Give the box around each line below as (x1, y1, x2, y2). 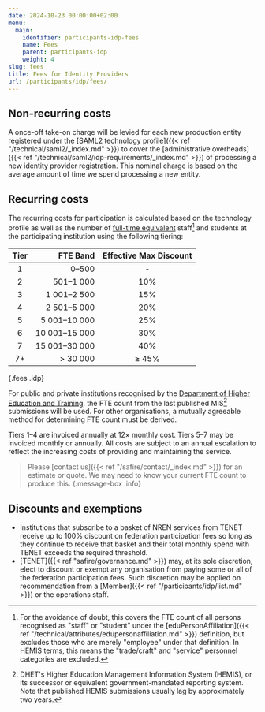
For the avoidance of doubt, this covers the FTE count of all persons (19, 613, 241, 622)
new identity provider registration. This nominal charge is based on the (8, 161, 238, 170)
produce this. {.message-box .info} (27, 479, 142, 489)
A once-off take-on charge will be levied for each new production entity (8, 128, 242, 137)
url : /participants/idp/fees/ (8, 77, 108, 85)
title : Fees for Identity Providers (8, 70, 129, 78)
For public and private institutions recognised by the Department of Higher (8, 388, 251, 398)
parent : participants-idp (22, 48, 108, 56)
